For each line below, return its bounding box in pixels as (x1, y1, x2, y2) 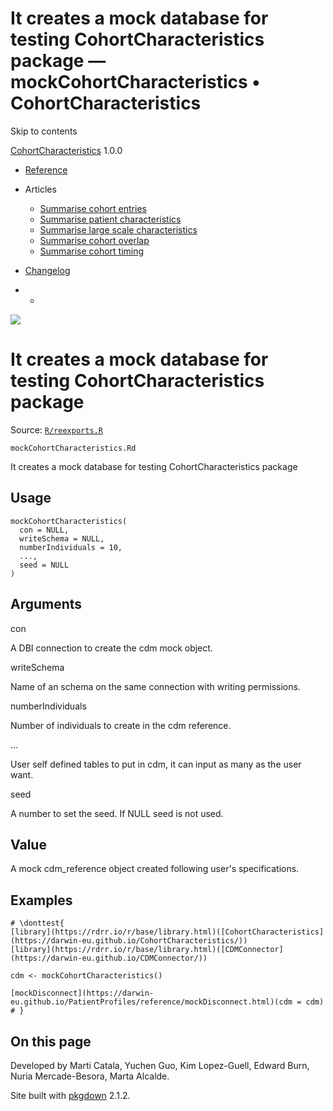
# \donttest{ (10, 918, 65, 929)
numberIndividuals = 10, (19, 542, 123, 552)
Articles (24, 183, 57, 195)
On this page (10, 1033, 92, 1050)
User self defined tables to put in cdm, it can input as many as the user (10, 758, 302, 770)
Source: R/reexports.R (10, 423, 103, 436)
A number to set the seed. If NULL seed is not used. (10, 807, 224, 819)
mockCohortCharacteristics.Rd (10, 443, 137, 453)
